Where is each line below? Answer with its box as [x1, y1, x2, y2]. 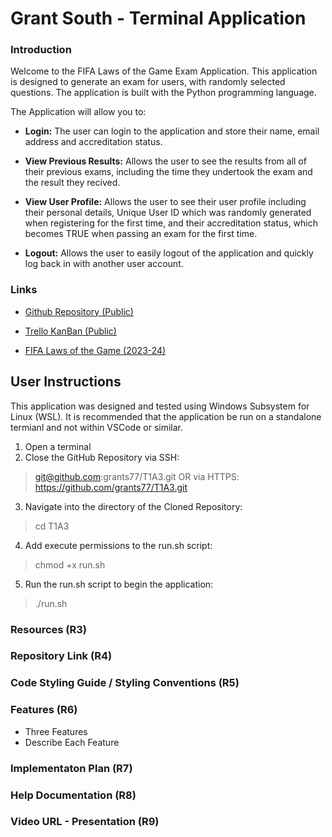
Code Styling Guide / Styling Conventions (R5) [10, 676, 240, 690]
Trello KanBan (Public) [24, 325, 117, 337]
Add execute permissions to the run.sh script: [24, 539, 213, 551]
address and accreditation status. [24, 136, 163, 148]
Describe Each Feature [24, 736, 120, 748]
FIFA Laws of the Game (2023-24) [24, 344, 167, 356]
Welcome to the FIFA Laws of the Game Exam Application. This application [10, 65, 318, 77]
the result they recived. [24, 177, 121, 189]
